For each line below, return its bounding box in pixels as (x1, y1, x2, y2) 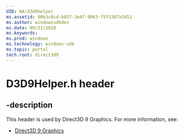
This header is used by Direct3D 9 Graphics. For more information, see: (6, 116, 179, 123)
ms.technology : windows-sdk (6, 41, 75, 47)
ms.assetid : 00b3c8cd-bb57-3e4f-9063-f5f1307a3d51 (6, 14, 132, 20)
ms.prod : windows (6, 36, 49, 41)
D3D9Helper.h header (6, 77, 115, 90)
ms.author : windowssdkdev (6, 19, 69, 25)
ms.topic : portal (6, 47, 49, 52)
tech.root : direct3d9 (6, 52, 59, 58)
